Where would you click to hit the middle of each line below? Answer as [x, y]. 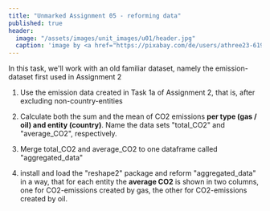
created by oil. [44, 199]
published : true [35, 23]
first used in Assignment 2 [78, 77]
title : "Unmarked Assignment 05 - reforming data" [95, 16]
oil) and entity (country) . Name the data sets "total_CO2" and [122, 125]
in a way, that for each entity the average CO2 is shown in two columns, [139, 182]
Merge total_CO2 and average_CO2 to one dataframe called [119, 149]
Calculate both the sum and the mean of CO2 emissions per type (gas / [138, 116]
